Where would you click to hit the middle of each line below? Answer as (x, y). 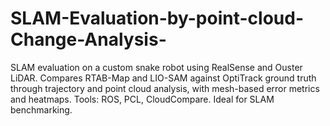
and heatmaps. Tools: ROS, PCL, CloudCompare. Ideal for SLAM (142, 99)
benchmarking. (41, 109)
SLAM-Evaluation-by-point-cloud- (157, 18)
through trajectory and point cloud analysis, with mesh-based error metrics (165, 88)
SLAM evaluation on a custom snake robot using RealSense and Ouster (156, 67)
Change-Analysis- (88, 39)
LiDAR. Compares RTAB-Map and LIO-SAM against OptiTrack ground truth (163, 78)
